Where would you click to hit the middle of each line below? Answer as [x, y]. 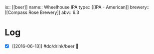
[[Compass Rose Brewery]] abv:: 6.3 [42, 12]
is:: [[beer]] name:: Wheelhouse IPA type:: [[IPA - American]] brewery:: [77, 7]
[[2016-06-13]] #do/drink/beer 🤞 [45, 46]
